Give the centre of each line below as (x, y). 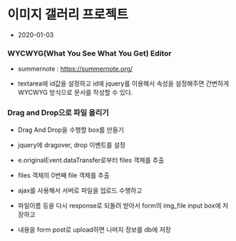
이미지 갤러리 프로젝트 (68, 15)
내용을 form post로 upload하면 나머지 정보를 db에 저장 (94, 230)
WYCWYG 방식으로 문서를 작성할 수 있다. (75, 93)
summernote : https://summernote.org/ (75, 69)
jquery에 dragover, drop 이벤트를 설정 (72, 145)
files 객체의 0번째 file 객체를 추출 (63, 175)
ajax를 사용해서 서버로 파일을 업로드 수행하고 (80, 190)
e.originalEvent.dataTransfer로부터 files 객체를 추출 (91, 160)
